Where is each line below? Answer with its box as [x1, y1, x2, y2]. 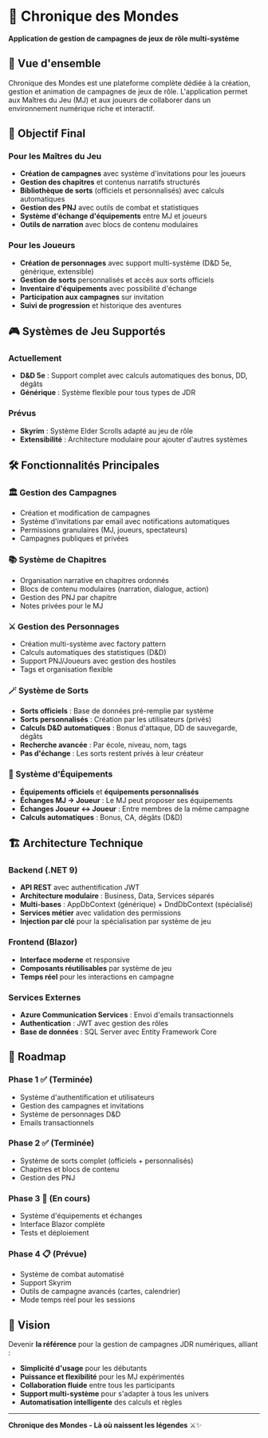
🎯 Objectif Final [8, 127, 86, 141]
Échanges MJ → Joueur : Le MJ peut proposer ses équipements [19, 795, 234, 805]
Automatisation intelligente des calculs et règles [19, 1397, 183, 1407]
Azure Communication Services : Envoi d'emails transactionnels [19, 1009, 234, 1019]
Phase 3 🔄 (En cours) [8, 1192, 91, 1204]
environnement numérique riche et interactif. [8, 103, 156, 113]
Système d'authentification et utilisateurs [19, 1092, 155, 1102]
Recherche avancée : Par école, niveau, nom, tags [19, 740, 187, 750]
